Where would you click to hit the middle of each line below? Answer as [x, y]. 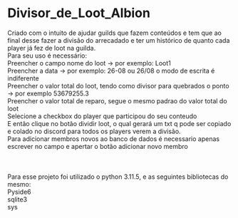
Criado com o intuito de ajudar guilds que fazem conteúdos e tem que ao [115, 33]
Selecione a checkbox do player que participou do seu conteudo [102, 116]
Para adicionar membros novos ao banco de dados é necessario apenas [113, 139]
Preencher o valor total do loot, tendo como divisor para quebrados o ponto [118, 85]
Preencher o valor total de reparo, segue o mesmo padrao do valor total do [117, 100]
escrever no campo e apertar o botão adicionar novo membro [98, 146]
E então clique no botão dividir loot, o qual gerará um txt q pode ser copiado [119, 123]
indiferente [23, 78]
